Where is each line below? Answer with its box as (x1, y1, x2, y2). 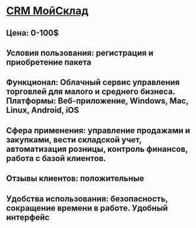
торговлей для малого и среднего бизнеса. (6, 87, 175, 97)
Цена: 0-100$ (6, 28, 59, 38)
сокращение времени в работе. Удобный (6, 203, 168, 213)
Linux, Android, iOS (6, 105, 80, 115)
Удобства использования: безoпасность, (6, 194, 168, 204)
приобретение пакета (6, 57, 91, 67)
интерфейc (6, 212, 50, 222)
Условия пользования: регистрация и (6, 47, 153, 58)
